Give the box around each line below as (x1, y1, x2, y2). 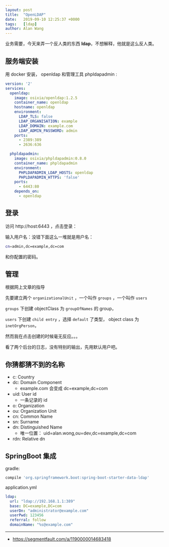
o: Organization (12, 403, 45, 409)
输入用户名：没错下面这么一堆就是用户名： (5, 234, 94, 240)
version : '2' (5, 81, 33, 86)
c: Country (12, 374, 35, 380)
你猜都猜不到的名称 (5, 360, 65, 369)
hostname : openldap (14, 104, 55, 110)
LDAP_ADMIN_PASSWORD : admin (18, 128, 78, 133)
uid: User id (12, 391, 37, 397)
